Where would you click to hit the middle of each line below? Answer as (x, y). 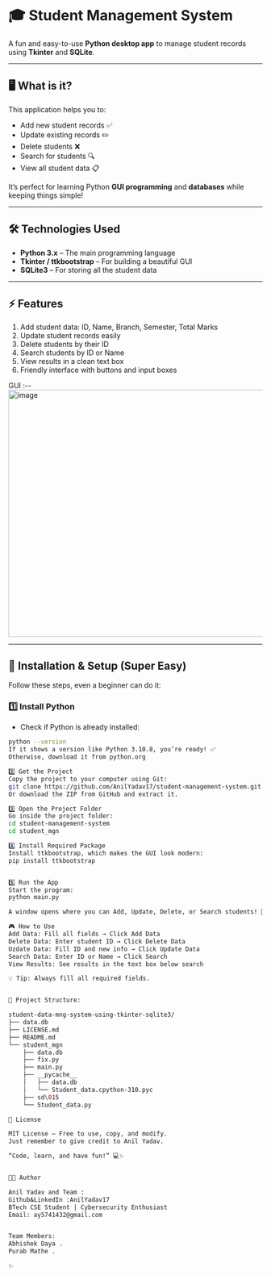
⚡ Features (36, 303)
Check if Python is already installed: (79, 727)
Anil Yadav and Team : (46, 1192)
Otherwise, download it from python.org (77, 757)
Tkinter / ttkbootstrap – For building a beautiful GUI (106, 261)
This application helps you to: (57, 109)
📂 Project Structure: (45, 1000)
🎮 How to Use (31, 927)
